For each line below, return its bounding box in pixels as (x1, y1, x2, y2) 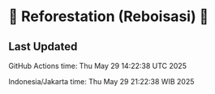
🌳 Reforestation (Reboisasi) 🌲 (8, 7, 209, 26)
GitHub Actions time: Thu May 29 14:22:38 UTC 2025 (8, 61, 187, 70)
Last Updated (8, 40, 78, 53)
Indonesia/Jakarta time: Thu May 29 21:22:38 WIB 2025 (8, 77, 195, 86)
